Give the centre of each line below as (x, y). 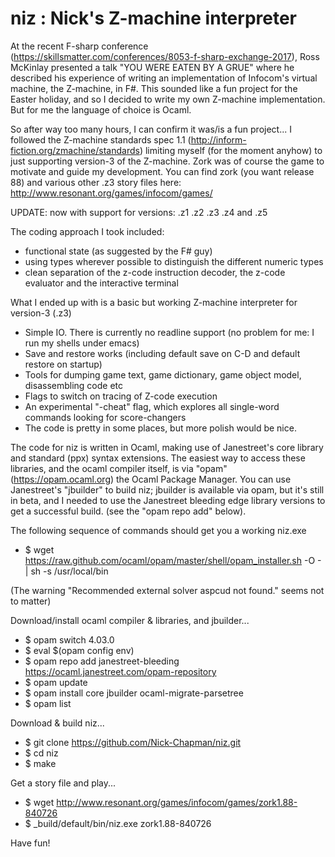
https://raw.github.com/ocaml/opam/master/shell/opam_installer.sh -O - (173, 560)
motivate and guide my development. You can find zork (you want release (162, 171)
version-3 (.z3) (41, 313)
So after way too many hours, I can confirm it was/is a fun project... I (151, 129)
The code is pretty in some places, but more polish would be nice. (160, 428)
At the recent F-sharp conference (79, 46)
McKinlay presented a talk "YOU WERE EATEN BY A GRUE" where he (152, 67)
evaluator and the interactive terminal (101, 283)
